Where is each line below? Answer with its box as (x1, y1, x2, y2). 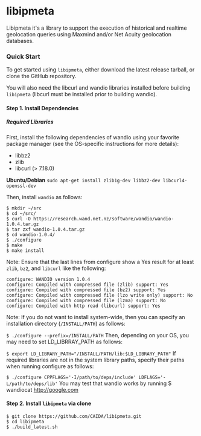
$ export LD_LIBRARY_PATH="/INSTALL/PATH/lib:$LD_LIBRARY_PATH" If (6, 349, 176, 357)
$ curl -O (6, 216, 31, 222)
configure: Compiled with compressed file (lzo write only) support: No (6, 292, 193, 298)
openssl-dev (6, 183, 36, 189)
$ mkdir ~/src (6, 205, 42, 211)
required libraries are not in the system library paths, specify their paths (6, 356, 185, 363)
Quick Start (6, 52, 40, 61)
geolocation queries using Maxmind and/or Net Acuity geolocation (6, 30, 172, 38)
